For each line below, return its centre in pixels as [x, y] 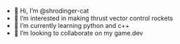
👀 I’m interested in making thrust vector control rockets [94, 18]
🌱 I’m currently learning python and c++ [72, 25]
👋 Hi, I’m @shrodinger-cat [51, 11]
